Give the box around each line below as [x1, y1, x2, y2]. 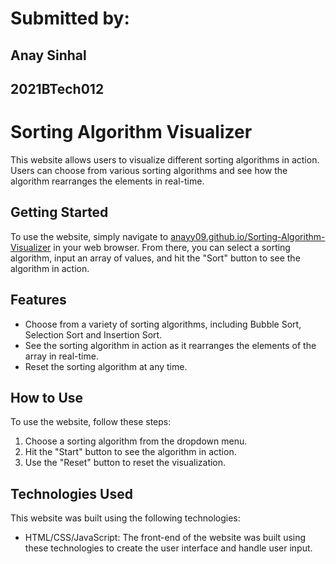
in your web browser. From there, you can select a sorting [53, 241, 291, 253]
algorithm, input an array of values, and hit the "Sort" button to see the [10, 252, 301, 264]
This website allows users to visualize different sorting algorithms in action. [10, 153, 320, 166]
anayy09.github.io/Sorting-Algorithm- [170, 230, 326, 242]
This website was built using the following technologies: [10, 512, 241, 524]
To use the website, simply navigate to [10, 230, 169, 242]
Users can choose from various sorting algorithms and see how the [10, 164, 288, 176]
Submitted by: [10, 7, 130, 30]
